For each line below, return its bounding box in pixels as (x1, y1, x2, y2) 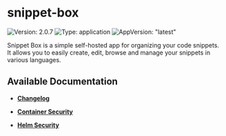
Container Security (17, 107, 74, 115)
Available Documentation (7, 76, 119, 88)
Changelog (17, 94, 50, 102)
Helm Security (17, 121, 60, 129)
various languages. (7, 55, 61, 64)
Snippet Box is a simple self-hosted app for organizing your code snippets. (7, 41, 219, 49)
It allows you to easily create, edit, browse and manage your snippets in (7, 48, 211, 57)
